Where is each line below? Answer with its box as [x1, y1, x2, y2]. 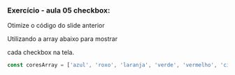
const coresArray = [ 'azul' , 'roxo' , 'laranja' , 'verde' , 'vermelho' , [7, 62, 218, 69]
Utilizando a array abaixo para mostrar [7, 35, 117, 43]
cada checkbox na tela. [7, 48, 75, 57]
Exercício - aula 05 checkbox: [7, 6, 111, 15]
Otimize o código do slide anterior [7, 22, 105, 30]
